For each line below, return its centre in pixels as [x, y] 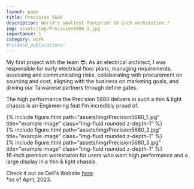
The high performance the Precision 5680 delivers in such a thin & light [94, 99]
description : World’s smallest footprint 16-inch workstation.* [88, 23]
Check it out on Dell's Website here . [50, 173]
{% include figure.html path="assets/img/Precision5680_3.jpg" [84, 142]
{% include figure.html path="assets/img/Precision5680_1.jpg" [83, 117]
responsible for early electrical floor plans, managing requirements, [89, 68]
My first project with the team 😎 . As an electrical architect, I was [86, 62]
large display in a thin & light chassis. [52, 161]
